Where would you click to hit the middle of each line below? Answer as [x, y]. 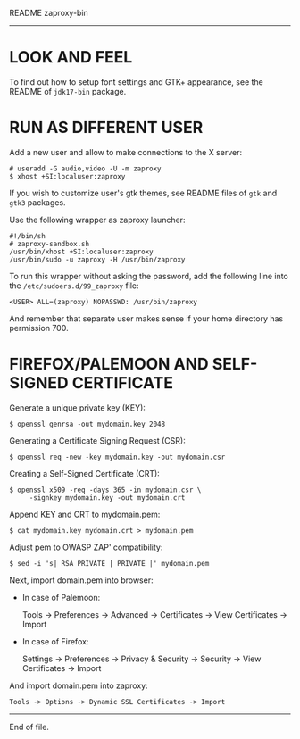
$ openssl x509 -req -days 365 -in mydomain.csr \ [105, 490]
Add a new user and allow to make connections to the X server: [126, 152]
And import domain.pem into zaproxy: [79, 685]
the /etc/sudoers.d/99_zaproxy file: [75, 286]
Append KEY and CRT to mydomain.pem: [85, 514]
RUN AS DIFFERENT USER [106, 128]
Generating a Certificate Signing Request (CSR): [97, 440]
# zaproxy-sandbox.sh [50, 244]
